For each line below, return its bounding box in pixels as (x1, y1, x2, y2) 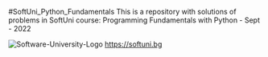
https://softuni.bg (104, 39, 163, 49)
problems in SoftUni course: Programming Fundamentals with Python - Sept (8, 15, 260, 25)
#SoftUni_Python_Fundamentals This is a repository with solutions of (8, 7, 237, 16)
